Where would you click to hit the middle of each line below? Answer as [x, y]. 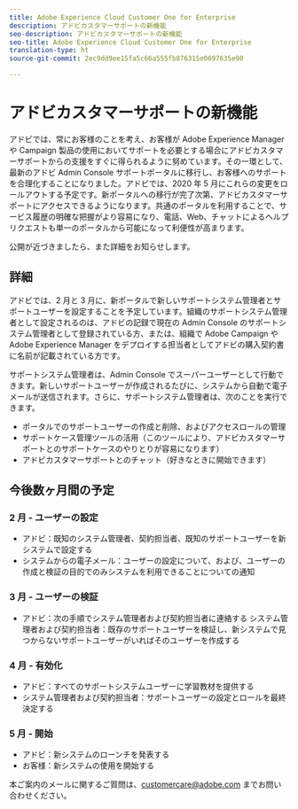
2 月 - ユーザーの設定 [54, 517]
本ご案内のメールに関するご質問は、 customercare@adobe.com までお [137, 784]
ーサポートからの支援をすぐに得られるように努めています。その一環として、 [149, 161]
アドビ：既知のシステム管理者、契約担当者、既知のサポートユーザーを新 [154, 539]
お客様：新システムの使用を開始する [88, 766]
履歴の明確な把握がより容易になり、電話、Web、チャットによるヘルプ [161, 216]
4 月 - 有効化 [36, 665]
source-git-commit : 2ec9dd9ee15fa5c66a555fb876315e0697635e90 [126, 58]
